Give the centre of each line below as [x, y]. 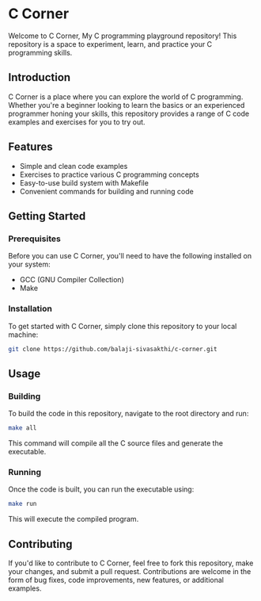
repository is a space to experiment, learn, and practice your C [110, 44]
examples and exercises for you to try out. [77, 122]
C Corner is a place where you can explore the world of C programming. [126, 97]
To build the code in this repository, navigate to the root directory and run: [129, 414]
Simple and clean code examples [74, 166]
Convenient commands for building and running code [106, 191]
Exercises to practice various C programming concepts [109, 174]
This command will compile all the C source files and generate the [116, 443]
